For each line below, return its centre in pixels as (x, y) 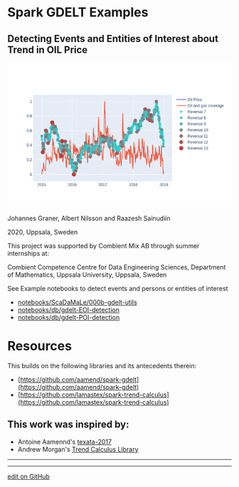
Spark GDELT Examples (78, 12)
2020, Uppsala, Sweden (43, 232)
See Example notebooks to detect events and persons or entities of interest (118, 288)
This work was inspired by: (68, 425)
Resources (40, 346)
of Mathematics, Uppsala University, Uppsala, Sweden (87, 275)
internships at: (28, 253)
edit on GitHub (28, 476)
